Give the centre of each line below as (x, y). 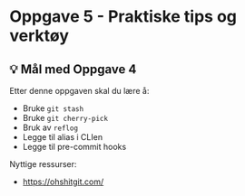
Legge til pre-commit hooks (74, 147)
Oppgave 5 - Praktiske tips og (123, 17)
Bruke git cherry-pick (65, 118)
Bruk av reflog (50, 127)
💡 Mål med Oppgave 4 (73, 69)
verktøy (39, 36)
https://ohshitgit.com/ (63, 182)
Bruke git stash (53, 108)
